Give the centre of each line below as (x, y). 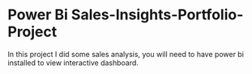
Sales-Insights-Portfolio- (157, 15)
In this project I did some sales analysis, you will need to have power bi (126, 54)
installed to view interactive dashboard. (73, 63)
